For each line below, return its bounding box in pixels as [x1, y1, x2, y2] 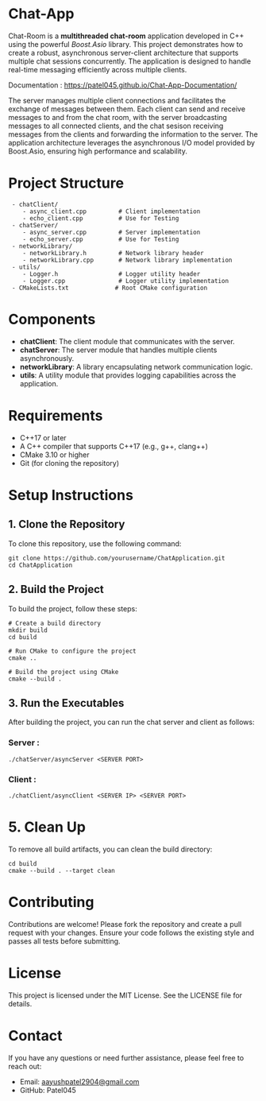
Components [8, 311, 96, 328]
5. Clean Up [8, 818, 86, 836]
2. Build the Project [8, 583, 105, 596]
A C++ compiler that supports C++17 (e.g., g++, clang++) [19, 441, 209, 451]
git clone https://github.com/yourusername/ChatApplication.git [8, 554, 226, 562]
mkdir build [8, 626, 48, 634]
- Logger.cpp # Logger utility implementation [22, 277, 229, 285]
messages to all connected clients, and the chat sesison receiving [8, 121, 224, 130]
